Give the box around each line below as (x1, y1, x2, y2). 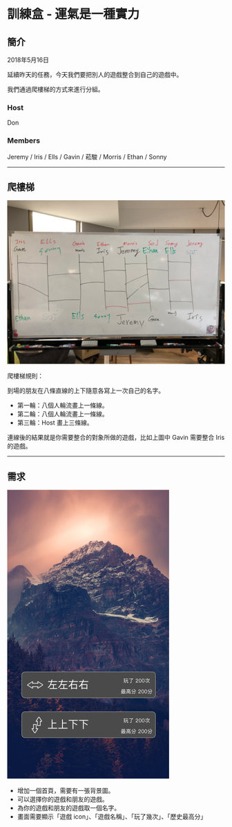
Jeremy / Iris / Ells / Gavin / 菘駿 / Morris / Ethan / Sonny (7, 152, 167, 161)
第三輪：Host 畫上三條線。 (17, 418, 93, 427)
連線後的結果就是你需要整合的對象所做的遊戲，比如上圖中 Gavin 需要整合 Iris (7, 434, 225, 442)
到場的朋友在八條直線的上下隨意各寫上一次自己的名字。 (7, 386, 164, 395)
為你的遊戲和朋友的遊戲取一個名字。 (17, 804, 121, 812)
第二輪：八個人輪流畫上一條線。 (17, 410, 108, 418)
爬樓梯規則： (7, 372, 43, 380)
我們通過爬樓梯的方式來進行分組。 (7, 85, 104, 94)
